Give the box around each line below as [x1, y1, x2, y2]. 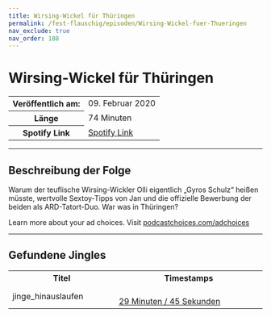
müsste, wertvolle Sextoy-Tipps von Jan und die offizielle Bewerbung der [8, 194, 252, 202]
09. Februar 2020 [88, 98, 156, 109]
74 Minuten [88, 112, 132, 123]
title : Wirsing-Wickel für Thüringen [8, 11, 135, 20]
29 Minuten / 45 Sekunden [118, 295, 221, 307]
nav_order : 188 [8, 34, 60, 43]
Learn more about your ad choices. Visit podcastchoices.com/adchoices [8, 218, 250, 227]
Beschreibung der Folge [8, 163, 131, 177]
